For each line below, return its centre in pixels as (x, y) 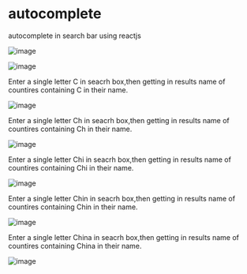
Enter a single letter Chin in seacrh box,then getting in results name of (122, 198)
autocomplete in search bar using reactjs (75, 36)
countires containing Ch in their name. (70, 129)
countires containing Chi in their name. (71, 167)
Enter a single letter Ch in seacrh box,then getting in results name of (119, 120)
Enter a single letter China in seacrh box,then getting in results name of (123, 237)
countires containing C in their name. (68, 90)
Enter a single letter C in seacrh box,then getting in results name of (117, 81)
